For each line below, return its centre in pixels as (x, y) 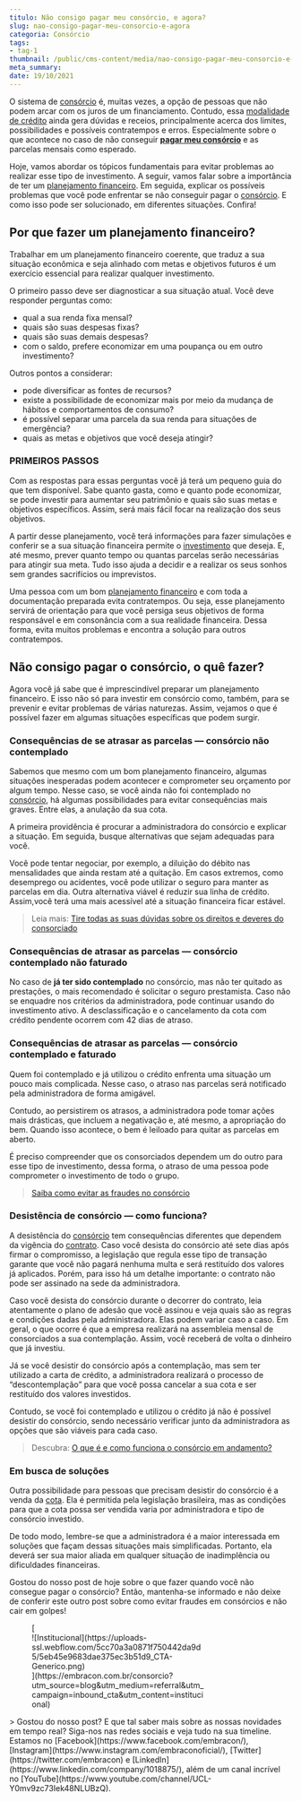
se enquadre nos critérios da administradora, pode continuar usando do (142, 1001)
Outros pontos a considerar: (61, 373)
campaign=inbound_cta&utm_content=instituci (118, 1695)
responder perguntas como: (61, 300)
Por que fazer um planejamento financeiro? (133, 233)
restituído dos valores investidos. (70, 1393)
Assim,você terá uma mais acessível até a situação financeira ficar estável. (147, 900)
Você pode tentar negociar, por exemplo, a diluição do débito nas (130, 863)
